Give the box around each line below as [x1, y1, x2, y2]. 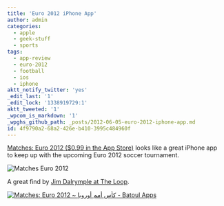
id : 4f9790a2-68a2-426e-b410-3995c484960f [7, 125, 131, 132]
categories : [7, 23, 41, 30]
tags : [7, 49, 23, 56]
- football [13, 67, 45, 74]
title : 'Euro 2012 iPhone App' [7, 10, 97, 17]
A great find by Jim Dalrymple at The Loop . [7, 178, 130, 186]
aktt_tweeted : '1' [7, 106, 60, 113]
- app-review [13, 55, 51, 62]
